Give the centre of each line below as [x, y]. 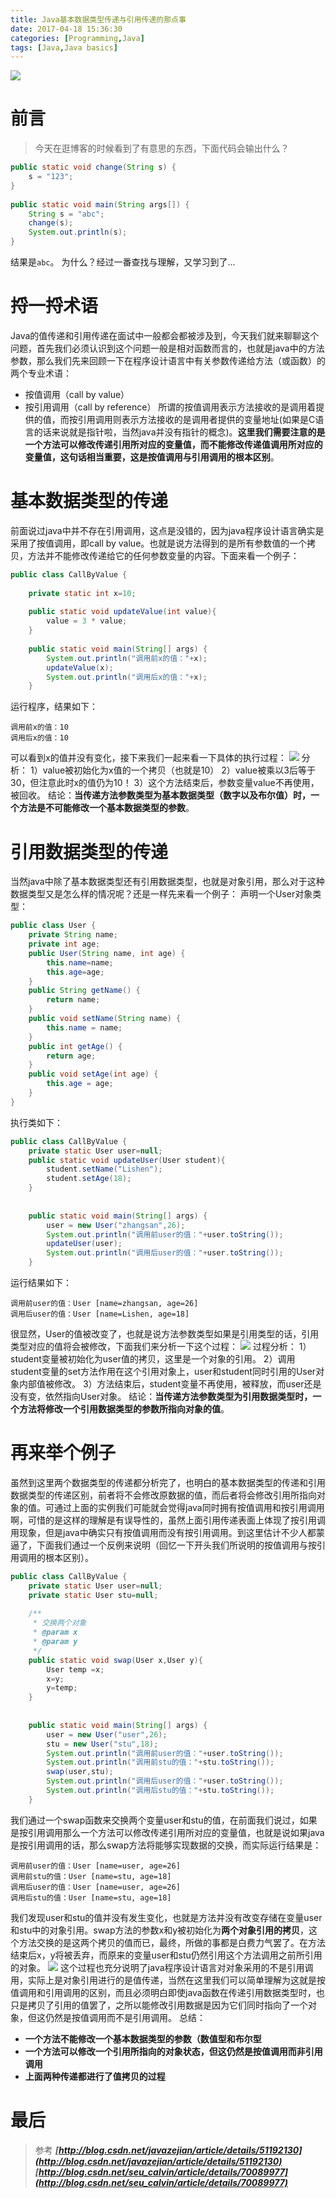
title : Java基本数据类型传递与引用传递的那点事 [98, 19]
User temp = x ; [75, 1669]
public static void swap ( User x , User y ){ [115, 1660]
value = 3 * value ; [87, 621]
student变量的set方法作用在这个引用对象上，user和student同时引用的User [163, 1371]
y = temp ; [62, 1688]
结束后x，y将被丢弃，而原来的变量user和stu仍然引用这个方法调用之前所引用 [166, 1955]
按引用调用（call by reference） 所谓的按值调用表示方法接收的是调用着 [170, 407]
